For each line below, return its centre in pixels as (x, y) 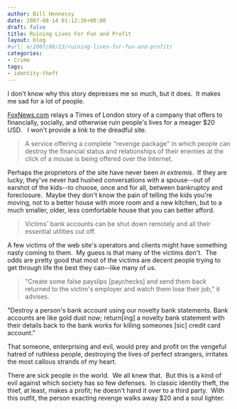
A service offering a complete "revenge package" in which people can (127, 143)
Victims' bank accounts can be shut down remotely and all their (117, 223)
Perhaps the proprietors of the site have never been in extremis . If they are (117, 172)
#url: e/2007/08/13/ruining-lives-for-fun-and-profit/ (90, 47)
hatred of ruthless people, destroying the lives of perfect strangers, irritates (118, 354)
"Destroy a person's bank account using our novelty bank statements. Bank (118, 310)
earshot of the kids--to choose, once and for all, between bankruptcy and (115, 187)
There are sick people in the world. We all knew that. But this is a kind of (115, 375)
